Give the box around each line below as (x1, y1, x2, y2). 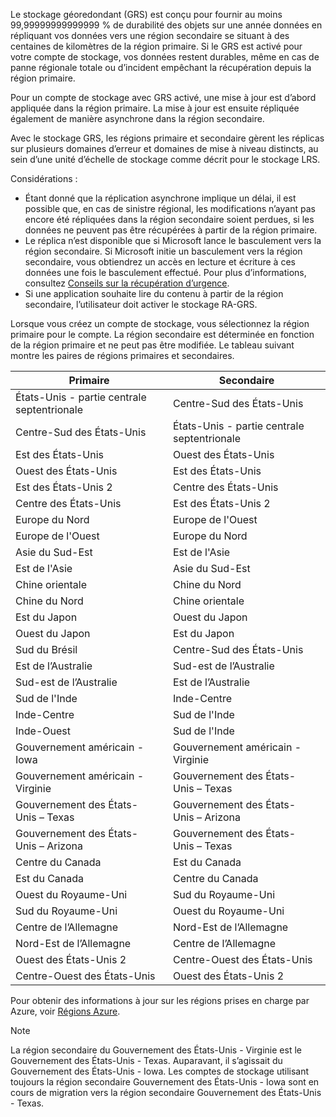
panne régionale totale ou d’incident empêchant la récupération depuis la (10, 62, 312, 73)
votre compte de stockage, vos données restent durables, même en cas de (10, 51, 320, 63)
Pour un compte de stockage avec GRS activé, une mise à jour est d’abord (10, 92, 317, 103)
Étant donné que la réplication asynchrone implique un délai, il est (24, 192, 297, 204)
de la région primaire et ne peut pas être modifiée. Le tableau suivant (10, 339, 295, 351)
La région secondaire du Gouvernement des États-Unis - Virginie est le (10, 1044, 302, 1056)
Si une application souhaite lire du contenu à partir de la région (24, 288, 284, 299)
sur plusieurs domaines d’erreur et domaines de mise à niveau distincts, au (10, 143, 319, 154)
